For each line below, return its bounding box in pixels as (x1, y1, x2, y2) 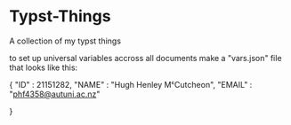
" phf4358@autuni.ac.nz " (9, 89, 101, 99)
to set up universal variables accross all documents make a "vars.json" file (9, 52, 282, 63)
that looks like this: (9, 62, 78, 73)
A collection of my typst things (9, 35, 122, 46)
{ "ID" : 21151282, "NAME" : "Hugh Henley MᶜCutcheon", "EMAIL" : (9, 79, 253, 90)
